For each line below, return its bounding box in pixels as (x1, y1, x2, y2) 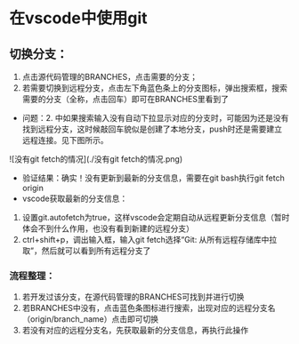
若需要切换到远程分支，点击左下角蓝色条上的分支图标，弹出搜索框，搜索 (21, 83, 287, 93)
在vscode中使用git (9, 8, 148, 28)
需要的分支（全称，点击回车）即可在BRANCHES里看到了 (21, 94, 230, 104)
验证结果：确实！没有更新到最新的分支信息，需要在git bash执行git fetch (21, 172, 285, 183)
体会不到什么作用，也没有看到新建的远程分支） (21, 223, 194, 234)
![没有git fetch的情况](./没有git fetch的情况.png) (9, 154, 183, 164)
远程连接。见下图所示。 (21, 135, 109, 145)
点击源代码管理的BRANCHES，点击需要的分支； (21, 72, 198, 82)
